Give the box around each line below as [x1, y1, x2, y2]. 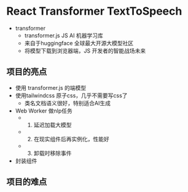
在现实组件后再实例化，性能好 [33, 135, 109, 142]
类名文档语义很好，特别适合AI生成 [24, 99, 111, 106]
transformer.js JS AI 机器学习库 [24, 32, 103, 39]
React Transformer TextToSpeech [6, 4, 182, 18]
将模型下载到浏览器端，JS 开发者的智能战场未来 [24, 47, 146, 54]
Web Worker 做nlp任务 [15, 107, 72, 114]
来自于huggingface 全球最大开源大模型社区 [24, 39, 134, 46]
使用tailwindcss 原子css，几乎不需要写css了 [15, 92, 128, 99]
